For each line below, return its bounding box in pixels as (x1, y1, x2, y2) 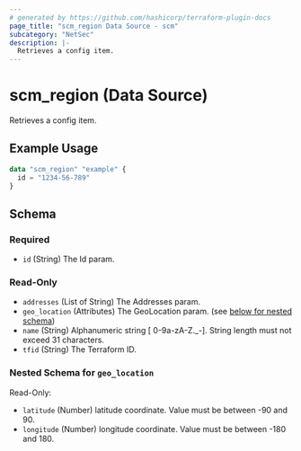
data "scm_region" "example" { (9, 164, 127, 173)
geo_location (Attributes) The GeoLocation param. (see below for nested (22, 306, 293, 317)
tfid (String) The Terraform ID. (22, 344, 137, 355)
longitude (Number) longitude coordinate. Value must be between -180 (22, 423, 287, 434)
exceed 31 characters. (22, 334, 105, 346)
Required (9, 233, 50, 245)
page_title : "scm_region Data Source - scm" (9, 22, 179, 31)
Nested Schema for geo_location (9, 367, 155, 379)
